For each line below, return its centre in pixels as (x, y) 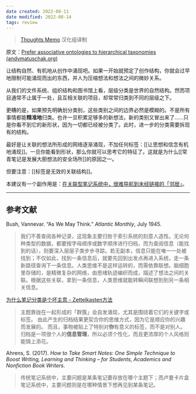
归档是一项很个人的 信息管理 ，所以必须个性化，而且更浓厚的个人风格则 (105, 334)
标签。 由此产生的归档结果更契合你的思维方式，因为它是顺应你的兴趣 (103, 320)
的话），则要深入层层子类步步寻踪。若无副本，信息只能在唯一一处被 (106, 251)
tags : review (22, 22)
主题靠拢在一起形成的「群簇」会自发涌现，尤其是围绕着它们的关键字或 (105, 312)
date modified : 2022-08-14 (39, 17)
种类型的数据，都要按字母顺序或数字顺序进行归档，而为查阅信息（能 (102, 244)
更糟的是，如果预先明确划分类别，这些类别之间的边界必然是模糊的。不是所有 (98, 110)
